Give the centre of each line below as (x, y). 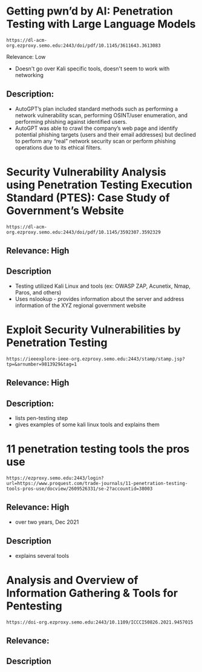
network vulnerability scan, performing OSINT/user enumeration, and (101, 115)
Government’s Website (65, 210)
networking (29, 75)
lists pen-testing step (41, 418)
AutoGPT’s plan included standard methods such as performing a (96, 109)
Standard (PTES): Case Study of (88, 198)
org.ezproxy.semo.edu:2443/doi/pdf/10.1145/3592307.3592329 (84, 232)
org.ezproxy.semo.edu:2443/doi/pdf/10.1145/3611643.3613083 (84, 46)
